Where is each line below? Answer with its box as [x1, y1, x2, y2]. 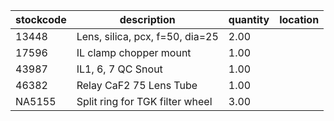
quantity [228, 13, 270, 26]
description [119, 13, 176, 26]
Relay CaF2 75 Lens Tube [76, 79, 198, 92]
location [279, 13, 320, 26]
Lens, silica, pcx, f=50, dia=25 [76, 30, 219, 43]
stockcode [15, 13, 67, 26]
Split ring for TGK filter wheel [76, 95, 213, 108]
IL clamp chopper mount [76, 46, 192, 59]
